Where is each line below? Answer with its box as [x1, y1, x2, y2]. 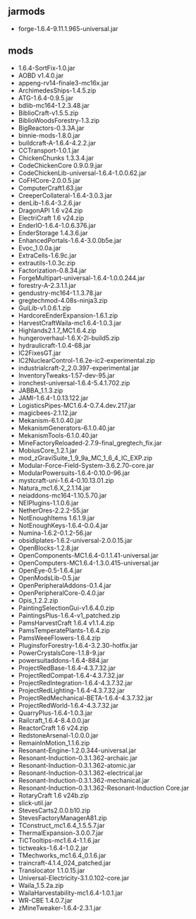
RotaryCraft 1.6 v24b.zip [18, 791, 89, 800]
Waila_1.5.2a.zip [18, 881, 64, 889]
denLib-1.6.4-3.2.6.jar [18, 198, 82, 207]
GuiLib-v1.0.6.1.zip [18, 304, 71, 312]
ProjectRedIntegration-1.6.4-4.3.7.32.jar [18, 678, 133, 687]
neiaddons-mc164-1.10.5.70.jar [18, 491, 107, 500]
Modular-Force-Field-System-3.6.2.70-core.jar [18, 461, 154, 469]
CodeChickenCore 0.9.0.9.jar [18, 161, 103, 169]
